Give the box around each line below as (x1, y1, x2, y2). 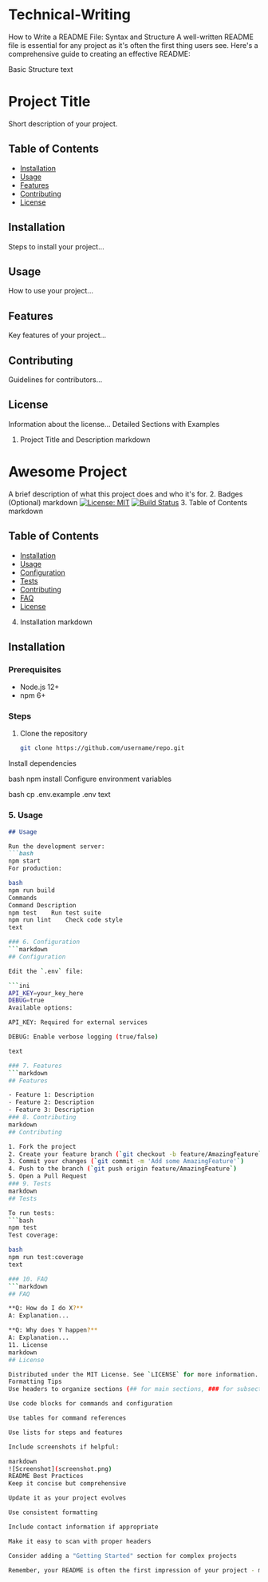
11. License (8, 1341, 48, 1349)
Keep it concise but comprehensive (8, 1480, 127, 1488)
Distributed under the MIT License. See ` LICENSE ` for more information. (8, 1370, 259, 1378)
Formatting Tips (8, 1377, 62, 1386)
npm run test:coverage (8, 1253, 84, 1261)
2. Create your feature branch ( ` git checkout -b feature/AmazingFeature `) (8, 1150, 266, 1158)
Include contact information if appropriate (8, 1523, 159, 1531)
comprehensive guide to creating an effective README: (8, 49, 191, 58)
